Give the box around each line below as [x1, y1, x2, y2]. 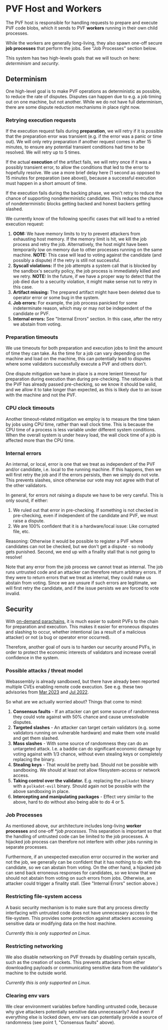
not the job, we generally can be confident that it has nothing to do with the [5, 859, 161, 865]
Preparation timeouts [5, 334, 58, 341]
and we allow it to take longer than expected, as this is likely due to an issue [5, 387, 162, 393]
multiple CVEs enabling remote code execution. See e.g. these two [5, 684, 143, 690]
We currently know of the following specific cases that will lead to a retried [5, 216, 159, 222]
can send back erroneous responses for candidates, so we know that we [5, 870, 156, 876]
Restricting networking [5, 942, 63, 949]
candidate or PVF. [12, 311, 50, 317]
